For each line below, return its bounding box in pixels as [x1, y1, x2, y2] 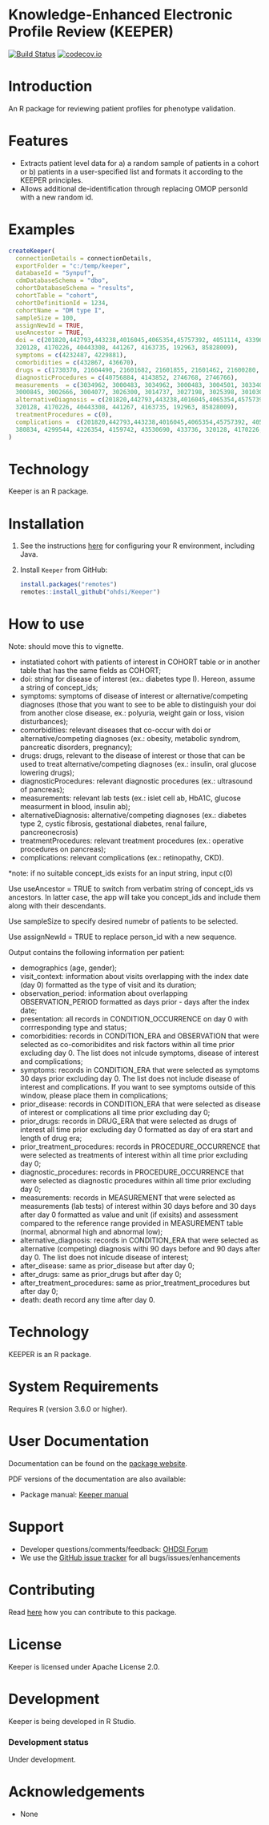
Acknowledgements [8, 1783, 146, 1801]
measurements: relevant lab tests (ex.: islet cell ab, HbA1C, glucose [19, 793, 242, 803]
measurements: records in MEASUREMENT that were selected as [19, 1193, 236, 1203]
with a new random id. [19, 192, 94, 202]
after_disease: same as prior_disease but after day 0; [19, 1261, 195, 1271]
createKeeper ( [8, 247, 56, 255]
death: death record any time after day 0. [19, 1295, 156, 1305]
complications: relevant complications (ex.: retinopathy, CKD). [19, 853, 224, 863]
